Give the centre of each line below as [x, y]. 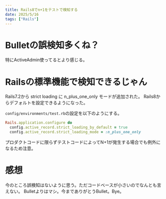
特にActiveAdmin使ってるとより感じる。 [46, 60]
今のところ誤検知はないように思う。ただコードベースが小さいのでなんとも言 [83, 185]
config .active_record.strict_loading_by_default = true [69, 127]
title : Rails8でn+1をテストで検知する [41, 10]
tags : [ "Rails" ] [22, 19]
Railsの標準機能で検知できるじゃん [76, 82]
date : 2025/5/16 [22, 14]
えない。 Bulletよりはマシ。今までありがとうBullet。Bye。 [65, 191]
